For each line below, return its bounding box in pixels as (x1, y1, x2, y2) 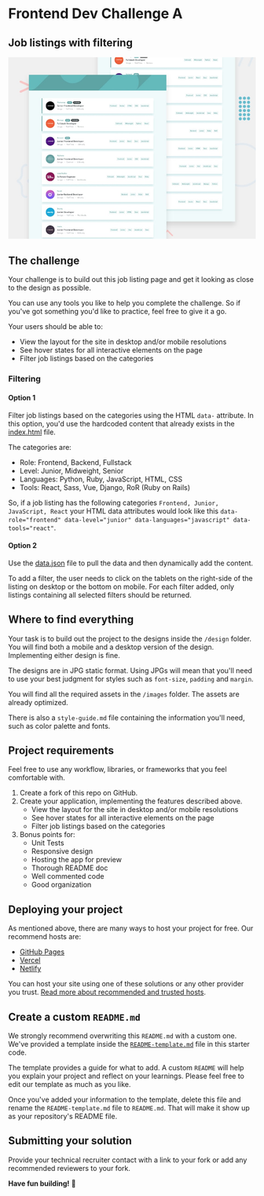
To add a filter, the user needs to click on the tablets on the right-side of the (8, 573, 253, 583)
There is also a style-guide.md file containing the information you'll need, (8, 712, 245, 722)
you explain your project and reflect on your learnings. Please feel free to (8, 1071, 245, 1081)
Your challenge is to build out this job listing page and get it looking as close (8, 275, 254, 284)
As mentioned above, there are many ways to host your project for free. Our (8, 924, 254, 933)
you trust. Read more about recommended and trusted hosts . (8, 987, 207, 997)
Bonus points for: (19, 830, 76, 839)
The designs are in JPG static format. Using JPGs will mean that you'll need (8, 665, 253, 675)
